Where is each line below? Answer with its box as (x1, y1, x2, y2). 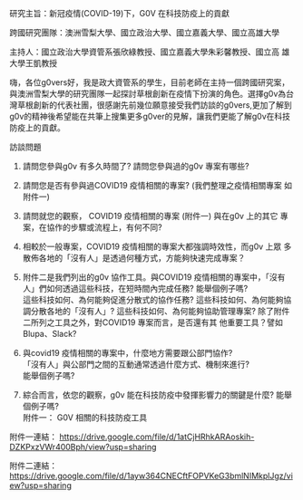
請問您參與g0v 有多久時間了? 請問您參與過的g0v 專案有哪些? (22, 161, 249, 171)
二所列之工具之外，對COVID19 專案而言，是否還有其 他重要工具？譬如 (22, 317, 284, 328)
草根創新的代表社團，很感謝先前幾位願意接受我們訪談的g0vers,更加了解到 (16, 100, 292, 111)
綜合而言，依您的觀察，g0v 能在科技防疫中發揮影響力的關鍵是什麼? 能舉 (22, 389, 293, 400)
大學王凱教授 (9, 58, 57, 68)
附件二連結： (9, 460, 57, 471)
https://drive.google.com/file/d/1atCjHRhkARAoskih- (58, 431, 255, 442)
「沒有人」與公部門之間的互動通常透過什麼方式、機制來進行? (22, 359, 249, 370)
